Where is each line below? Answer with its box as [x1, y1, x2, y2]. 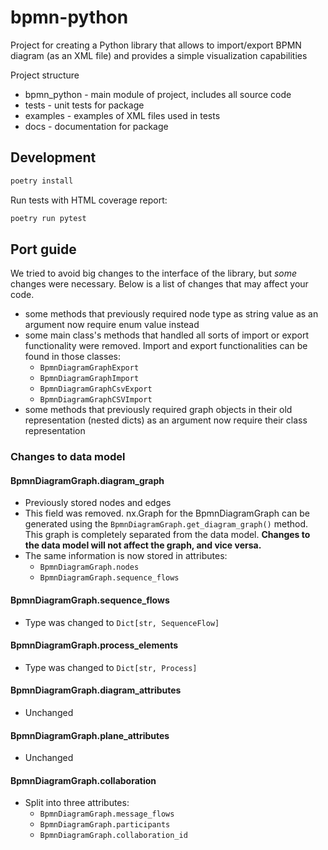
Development [10, 149, 97, 166]
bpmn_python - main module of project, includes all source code [24, 88, 292, 100]
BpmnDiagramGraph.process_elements [10, 639, 179, 651]
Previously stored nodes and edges [24, 497, 172, 509]
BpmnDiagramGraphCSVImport [39, 395, 153, 405]
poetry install [10, 176, 74, 186]
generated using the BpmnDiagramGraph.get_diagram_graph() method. [24, 518, 308, 530]
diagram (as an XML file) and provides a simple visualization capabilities [10, 49, 308, 61]
